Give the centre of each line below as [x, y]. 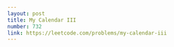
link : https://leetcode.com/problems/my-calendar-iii [87, 33]
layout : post [26, 13]
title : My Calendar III [42, 20]
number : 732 [24, 26]
